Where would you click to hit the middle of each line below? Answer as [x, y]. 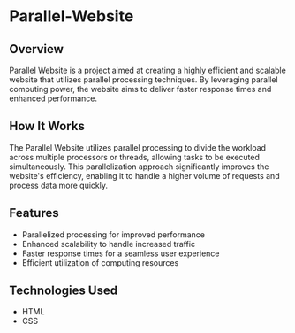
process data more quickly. [59, 185]
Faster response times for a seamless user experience [121, 253]
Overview [37, 49]
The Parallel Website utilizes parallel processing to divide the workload [138, 147]
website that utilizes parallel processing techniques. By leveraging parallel [144, 80]
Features [34, 213]
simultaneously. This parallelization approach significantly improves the [139, 166]
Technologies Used [63, 291]
